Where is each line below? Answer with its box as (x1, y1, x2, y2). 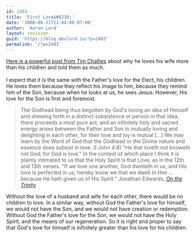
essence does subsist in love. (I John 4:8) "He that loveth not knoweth (20, 143, 191, 151)
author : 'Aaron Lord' (6, 25, 59, 31)
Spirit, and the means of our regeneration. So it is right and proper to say (6, 218, 182, 225)
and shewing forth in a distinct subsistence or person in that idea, (20, 112, 179, 119)
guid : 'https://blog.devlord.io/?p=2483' (6, 36, 109, 42)
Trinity (20, 181, 36, 188)
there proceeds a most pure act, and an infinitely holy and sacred (20, 119, 179, 126)
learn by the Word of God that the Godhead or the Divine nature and (20, 138, 185, 145)
